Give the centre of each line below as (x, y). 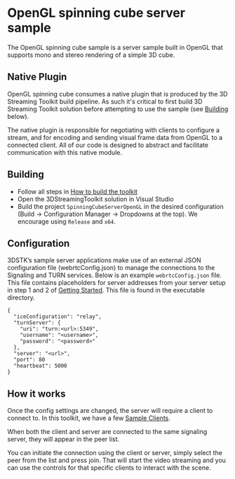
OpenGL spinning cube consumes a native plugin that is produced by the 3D (117, 94)
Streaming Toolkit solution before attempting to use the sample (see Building (118, 109)
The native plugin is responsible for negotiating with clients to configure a (113, 130)
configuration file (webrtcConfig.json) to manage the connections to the (111, 268)
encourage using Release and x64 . (66, 221)
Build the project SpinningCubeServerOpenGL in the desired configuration (120, 206)
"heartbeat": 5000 (41, 366)
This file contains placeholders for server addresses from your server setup (116, 283)
